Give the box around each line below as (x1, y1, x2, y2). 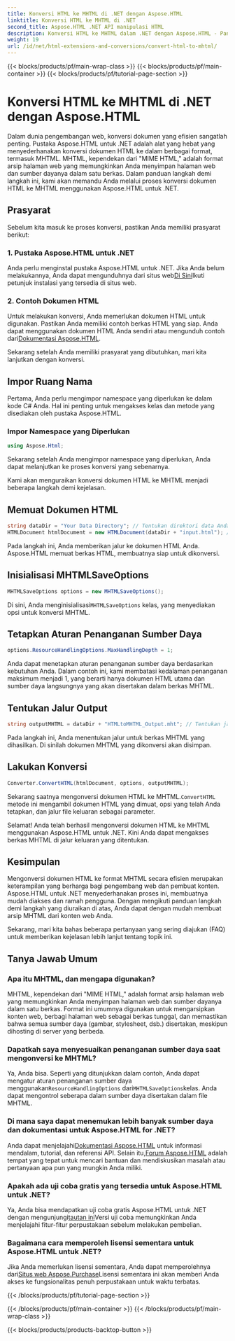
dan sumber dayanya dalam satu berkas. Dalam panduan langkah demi (7, 169, 212, 177)
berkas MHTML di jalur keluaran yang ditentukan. (7, 835, 150, 844)
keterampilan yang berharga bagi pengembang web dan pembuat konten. (7, 882, 220, 890)
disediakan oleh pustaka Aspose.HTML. (7, 409, 122, 417)
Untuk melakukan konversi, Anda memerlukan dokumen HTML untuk (7, 312, 206, 321)
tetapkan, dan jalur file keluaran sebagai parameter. (7, 807, 155, 816)
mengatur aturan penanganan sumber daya (7, 1076, 132, 1085)
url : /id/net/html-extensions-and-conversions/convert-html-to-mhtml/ (7, 43, 218, 50)
